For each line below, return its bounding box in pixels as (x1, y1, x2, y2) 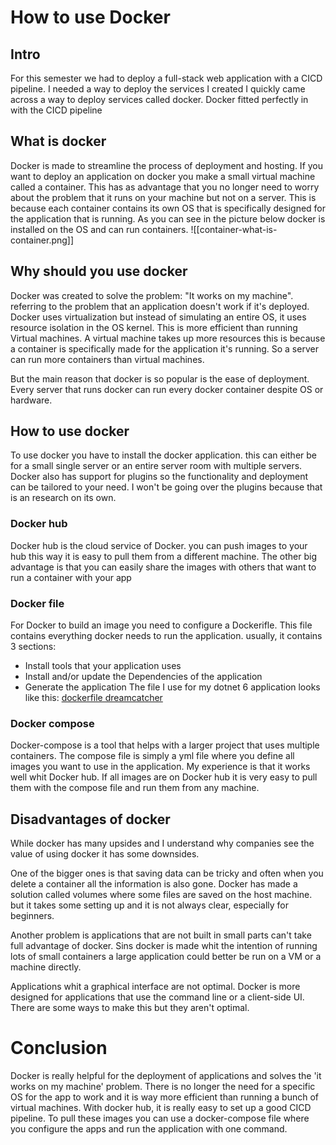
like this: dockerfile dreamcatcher (24, 692, 163, 704)
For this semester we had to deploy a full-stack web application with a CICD (10, 72, 323, 84)
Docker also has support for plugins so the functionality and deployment (10, 471, 309, 483)
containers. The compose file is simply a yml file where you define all (10, 750, 295, 762)
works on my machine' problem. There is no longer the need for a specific (10, 1081, 316, 1093)
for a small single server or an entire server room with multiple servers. (10, 460, 303, 472)
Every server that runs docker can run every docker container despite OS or (10, 383, 324, 395)
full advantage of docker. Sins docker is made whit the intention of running (10, 940, 318, 952)
